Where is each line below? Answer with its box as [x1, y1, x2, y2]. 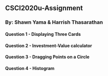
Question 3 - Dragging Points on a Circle [5, 54, 90, 60]
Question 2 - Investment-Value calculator [5, 42, 93, 49]
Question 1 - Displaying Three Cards [5, 31, 81, 37]
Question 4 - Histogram [5, 65, 54, 71]
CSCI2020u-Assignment [5, 4, 83, 12]
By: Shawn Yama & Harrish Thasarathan [5, 19, 103, 26]
